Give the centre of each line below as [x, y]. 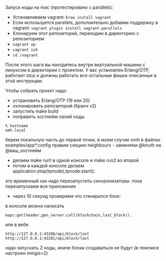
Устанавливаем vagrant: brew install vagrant [62, 17]
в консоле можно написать [35, 206]
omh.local [16, 130]
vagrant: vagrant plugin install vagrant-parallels [67, 28]
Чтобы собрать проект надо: [36, 90]
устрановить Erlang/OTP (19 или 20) [51, 100]
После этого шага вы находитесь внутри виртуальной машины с [75, 65]
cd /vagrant [25, 55]
